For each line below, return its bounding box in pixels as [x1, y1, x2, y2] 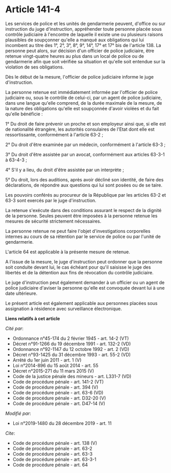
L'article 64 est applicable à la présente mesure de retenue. [5, 249, 130, 255]
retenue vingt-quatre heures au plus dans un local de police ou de [5, 53, 144, 59]
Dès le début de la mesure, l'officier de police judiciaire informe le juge [5, 74, 154, 80]
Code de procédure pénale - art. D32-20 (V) [12, 395, 106, 401]
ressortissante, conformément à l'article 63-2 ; [5, 131, 104, 137]
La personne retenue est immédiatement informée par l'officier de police [5, 89, 158, 95]
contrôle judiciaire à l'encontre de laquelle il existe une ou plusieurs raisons [5, 31, 163, 37]
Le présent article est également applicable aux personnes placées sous [5, 300, 158, 306]
